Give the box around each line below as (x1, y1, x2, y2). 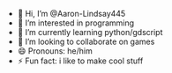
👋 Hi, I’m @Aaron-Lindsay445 (17, 9, 126, 18)
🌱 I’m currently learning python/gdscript (17, 27, 163, 37)
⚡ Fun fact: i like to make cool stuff (17, 55, 144, 66)
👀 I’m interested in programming (17, 18, 135, 28)
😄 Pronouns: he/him (17, 46, 93, 56)
